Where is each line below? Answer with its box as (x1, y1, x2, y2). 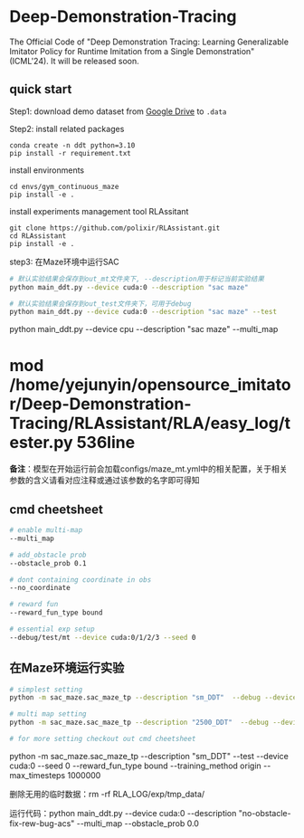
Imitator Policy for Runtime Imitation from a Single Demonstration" (9, 45, 255, 56)
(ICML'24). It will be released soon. (9, 55, 140, 66)
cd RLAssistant (9, 231, 67, 241)
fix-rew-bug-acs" (9, 817, 75, 829)
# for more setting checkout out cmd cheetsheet (9, 735, 196, 744)
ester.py (9, 433, 74, 453)
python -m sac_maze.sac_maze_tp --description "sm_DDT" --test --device (9, 750, 290, 761)
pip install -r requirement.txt (9, 148, 131, 157)
